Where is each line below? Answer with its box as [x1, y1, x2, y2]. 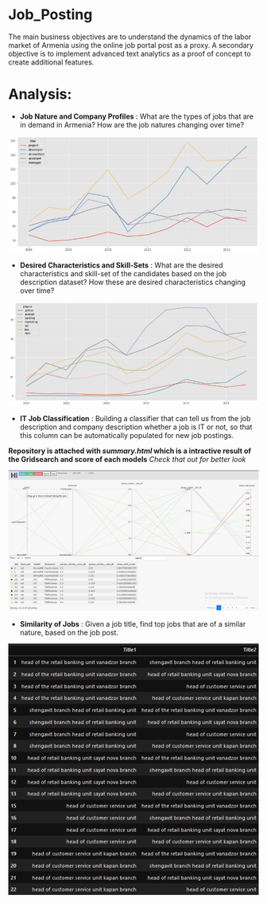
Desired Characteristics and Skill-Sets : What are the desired [19, 260, 224, 270]
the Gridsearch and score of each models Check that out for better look [8, 455, 246, 464]
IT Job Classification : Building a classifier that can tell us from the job [19, 414, 251, 424]
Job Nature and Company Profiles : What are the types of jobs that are [19, 111, 254, 121]
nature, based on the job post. [19, 627, 119, 638]
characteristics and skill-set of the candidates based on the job [19, 269, 227, 279]
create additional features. [8, 57, 95, 67]
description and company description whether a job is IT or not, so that [19, 422, 253, 432]
